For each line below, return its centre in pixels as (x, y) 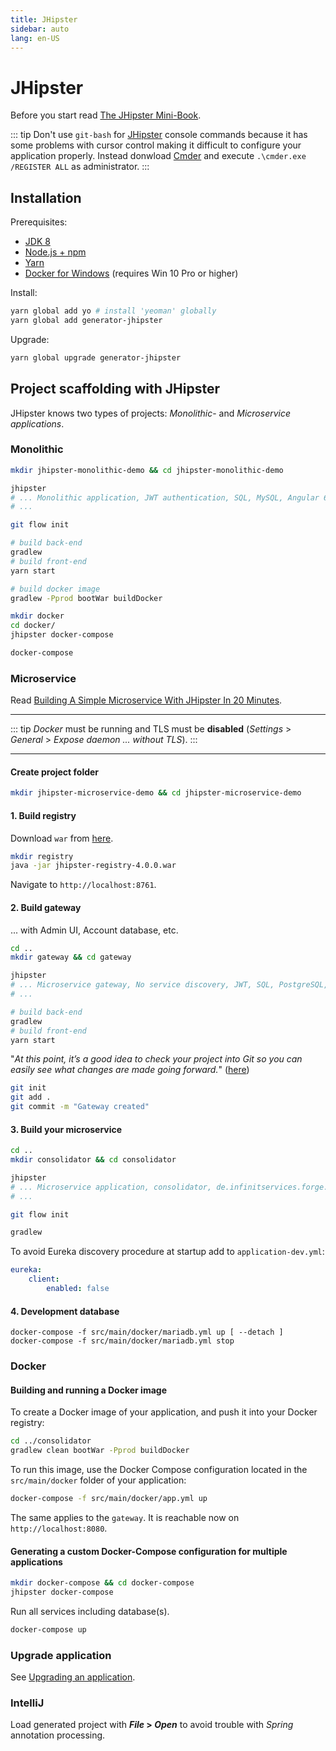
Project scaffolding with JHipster (115, 389)
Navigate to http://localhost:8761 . (83, 885)
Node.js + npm (55, 252)
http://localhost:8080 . (59, 1528)
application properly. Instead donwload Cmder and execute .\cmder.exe (158, 156)
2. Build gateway (46, 907)
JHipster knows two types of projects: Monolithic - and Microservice (151, 413)
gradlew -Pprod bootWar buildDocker (86, 598)
